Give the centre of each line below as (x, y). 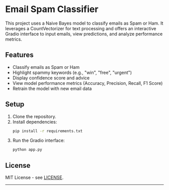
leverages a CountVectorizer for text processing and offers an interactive (81, 28)
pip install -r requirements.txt (48, 131)
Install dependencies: (35, 122)
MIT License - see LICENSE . (34, 177)
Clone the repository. (34, 116)
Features (19, 55)
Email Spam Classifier (52, 9)
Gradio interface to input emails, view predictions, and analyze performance (84, 34)
